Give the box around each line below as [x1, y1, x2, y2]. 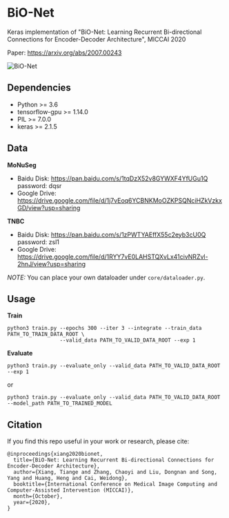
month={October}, [13, 493, 63, 500]
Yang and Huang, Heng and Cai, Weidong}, [7, 475, 128, 482]
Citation [7, 418, 43, 430]
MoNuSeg [7, 160, 37, 169]
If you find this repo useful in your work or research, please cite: [7, 437, 190, 445]
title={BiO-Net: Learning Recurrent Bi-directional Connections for [13, 456, 215, 464]
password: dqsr [17, 181, 62, 189]
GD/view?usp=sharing [17, 203, 81, 212]
